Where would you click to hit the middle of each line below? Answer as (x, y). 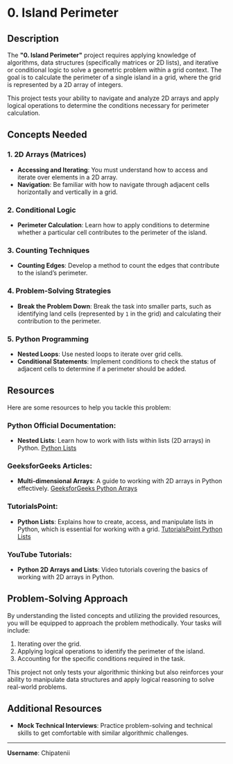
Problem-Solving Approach (68, 599)
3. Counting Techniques (49, 250)
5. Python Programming (48, 339)
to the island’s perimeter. (52, 273)
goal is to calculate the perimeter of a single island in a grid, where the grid (114, 77)
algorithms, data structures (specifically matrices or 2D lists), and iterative (113, 63)
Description (33, 39)
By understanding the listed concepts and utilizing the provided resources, (114, 615)
